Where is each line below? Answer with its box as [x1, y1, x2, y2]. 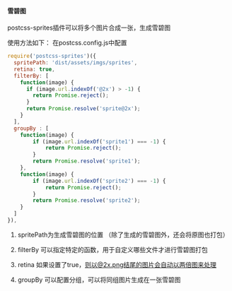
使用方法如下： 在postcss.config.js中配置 [7, 39, 127, 47]
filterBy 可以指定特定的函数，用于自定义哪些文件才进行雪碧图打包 [17, 245, 209, 254]
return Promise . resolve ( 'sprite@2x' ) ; [25, 105, 141, 112]
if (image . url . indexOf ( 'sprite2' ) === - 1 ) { [33, 177, 166, 184]
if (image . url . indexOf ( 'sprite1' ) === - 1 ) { [33, 138, 166, 145]
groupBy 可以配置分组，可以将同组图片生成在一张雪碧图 [17, 275, 181, 284]
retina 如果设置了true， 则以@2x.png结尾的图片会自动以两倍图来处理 [17, 260, 217, 268]
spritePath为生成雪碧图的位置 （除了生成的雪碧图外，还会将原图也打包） [17, 230, 229, 239]
